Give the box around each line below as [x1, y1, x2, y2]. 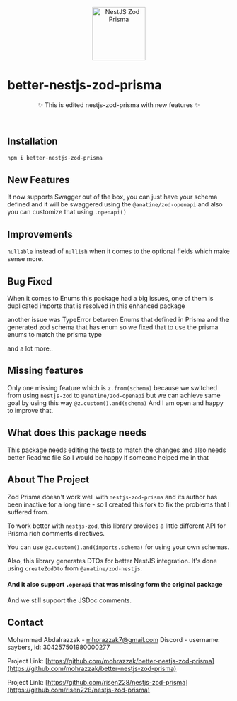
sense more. [7, 255, 44, 263]
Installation [7, 136, 58, 148]
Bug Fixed [7, 275, 52, 287]
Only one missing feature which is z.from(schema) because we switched [7, 383, 218, 392]
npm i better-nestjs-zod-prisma [7, 154, 103, 161]
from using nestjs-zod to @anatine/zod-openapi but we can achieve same [7, 391, 221, 399]
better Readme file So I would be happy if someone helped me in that [7, 453, 209, 461]
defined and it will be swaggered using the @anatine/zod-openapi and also [7, 200, 223, 209]
